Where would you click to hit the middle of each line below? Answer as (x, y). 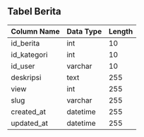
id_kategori (29, 54)
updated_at (29, 123)
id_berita (25, 43)
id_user (23, 66)
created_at (29, 112)
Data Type (84, 31)
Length (121, 31)
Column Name (35, 31)
